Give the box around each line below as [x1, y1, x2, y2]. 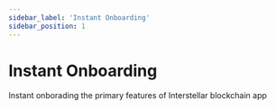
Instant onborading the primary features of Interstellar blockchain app [8, 90, 268, 101]
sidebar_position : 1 [8, 22, 87, 31]
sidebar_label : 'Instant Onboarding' [8, 13, 151, 23]
